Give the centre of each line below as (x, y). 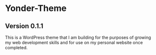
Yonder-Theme (36, 8)
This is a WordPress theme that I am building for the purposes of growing (78, 37)
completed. (16, 48)
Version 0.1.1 (24, 26)
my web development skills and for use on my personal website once (74, 43)
